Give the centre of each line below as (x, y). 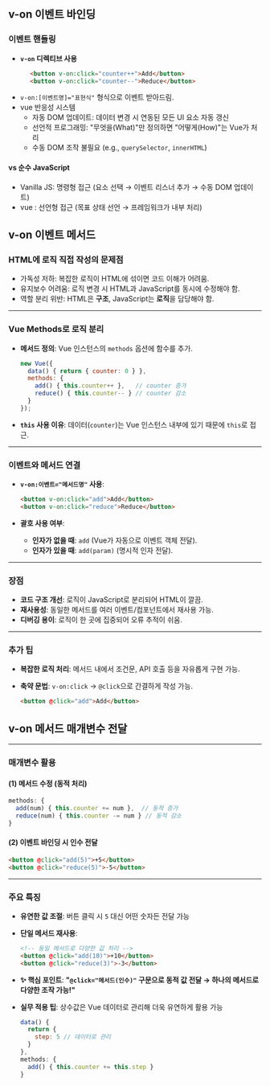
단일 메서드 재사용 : (49, 933)
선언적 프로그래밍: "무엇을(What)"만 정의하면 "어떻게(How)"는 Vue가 (140, 128)
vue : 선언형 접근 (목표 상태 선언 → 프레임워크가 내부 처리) (111, 207)
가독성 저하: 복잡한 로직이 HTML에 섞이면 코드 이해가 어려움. (115, 279)
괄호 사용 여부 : (42, 523)
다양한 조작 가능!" (48, 990)
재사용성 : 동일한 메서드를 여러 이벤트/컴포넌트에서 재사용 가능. (117, 610)
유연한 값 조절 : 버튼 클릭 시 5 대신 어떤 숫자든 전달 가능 (105, 916)
